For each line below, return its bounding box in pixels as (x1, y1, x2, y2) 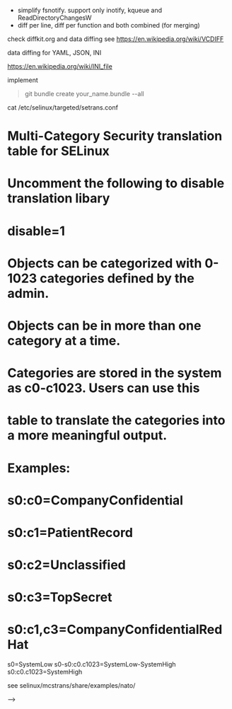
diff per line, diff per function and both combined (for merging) (17, 21, 200, 29)
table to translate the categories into (7, 413, 226, 429)
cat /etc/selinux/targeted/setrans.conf (7, 103, 119, 112)
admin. (7, 285, 50, 301)
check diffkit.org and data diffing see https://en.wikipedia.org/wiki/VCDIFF (7, 35, 224, 43)
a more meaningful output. (7, 427, 168, 444)
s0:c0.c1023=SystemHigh (7, 668, 83, 676)
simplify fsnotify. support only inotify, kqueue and (17, 6, 163, 14)
